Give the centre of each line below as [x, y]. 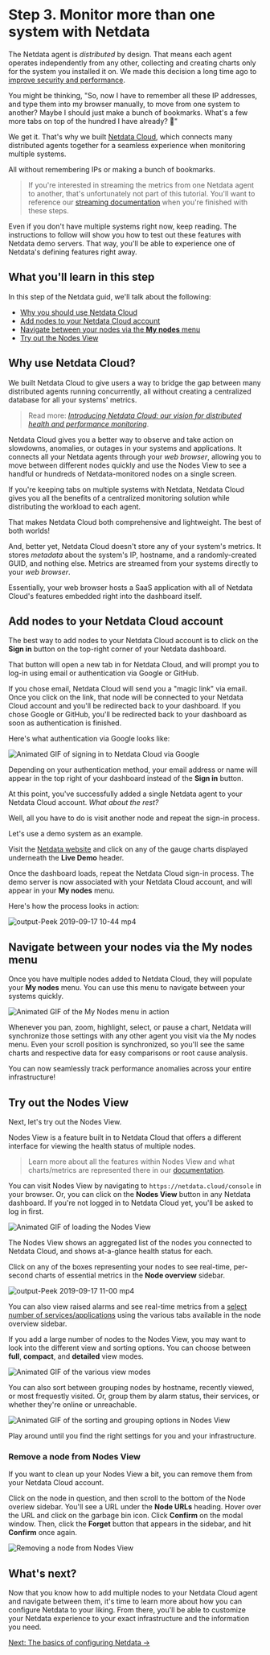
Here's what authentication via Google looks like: [89, 739]
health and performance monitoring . [88, 423]
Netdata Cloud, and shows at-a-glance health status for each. [110, 1251]
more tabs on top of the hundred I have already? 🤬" [93, 121]
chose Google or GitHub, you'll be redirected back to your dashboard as [128, 715]
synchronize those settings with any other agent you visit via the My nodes [133, 1036]
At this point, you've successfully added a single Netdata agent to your [125, 794]
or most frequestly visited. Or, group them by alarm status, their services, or [134, 1396]
